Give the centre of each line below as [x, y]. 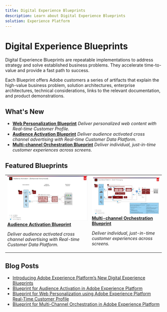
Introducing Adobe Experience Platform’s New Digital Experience [79, 278]
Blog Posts [22, 266]
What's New [25, 112]
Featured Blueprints [37, 166]
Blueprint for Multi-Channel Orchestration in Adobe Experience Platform [86, 304]
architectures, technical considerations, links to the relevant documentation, [83, 91]
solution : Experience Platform [38, 21]
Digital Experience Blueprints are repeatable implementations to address [79, 60]
